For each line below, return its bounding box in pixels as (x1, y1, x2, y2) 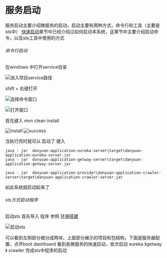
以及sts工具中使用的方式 (14, 35, 65, 41)
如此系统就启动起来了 (5, 184, 49, 190)
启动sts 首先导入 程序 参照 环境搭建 (5, 213, 78, 220)
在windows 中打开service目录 (5, 64, 67, 70)
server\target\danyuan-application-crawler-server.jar (5, 175, 123, 180)
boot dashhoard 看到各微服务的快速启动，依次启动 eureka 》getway (22, 241, 162, 247)
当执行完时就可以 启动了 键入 (5, 138, 66, 144)
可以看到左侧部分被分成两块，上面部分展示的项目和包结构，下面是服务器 (5, 235, 155, 241)
